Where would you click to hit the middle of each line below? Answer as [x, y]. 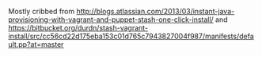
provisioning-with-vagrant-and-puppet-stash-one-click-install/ [111, 20]
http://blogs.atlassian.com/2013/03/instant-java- [156, 11]
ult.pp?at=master [36, 45]
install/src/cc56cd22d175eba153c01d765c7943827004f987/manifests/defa [131, 36]
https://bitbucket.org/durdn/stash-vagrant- [78, 28]
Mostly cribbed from [42, 11]
